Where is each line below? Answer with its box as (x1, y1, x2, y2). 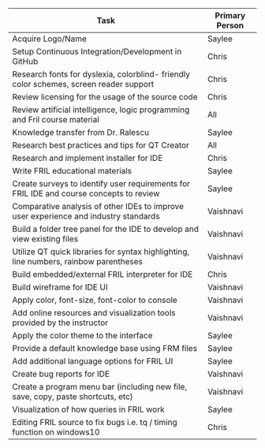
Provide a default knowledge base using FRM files (12, 343, 198, 353)
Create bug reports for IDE (12, 368, 110, 379)
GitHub (12, 56, 39, 66)
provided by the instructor (12, 317, 109, 328)
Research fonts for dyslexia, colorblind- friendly (12, 69, 191, 80)
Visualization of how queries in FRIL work (12, 404, 165, 415)
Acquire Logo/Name (12, 33, 87, 44)
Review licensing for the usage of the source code (12, 91, 198, 102)
